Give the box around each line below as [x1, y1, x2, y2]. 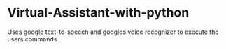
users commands [7, 35, 57, 43]
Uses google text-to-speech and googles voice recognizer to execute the [7, 28, 219, 36]
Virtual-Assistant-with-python [7, 5, 190, 21]
